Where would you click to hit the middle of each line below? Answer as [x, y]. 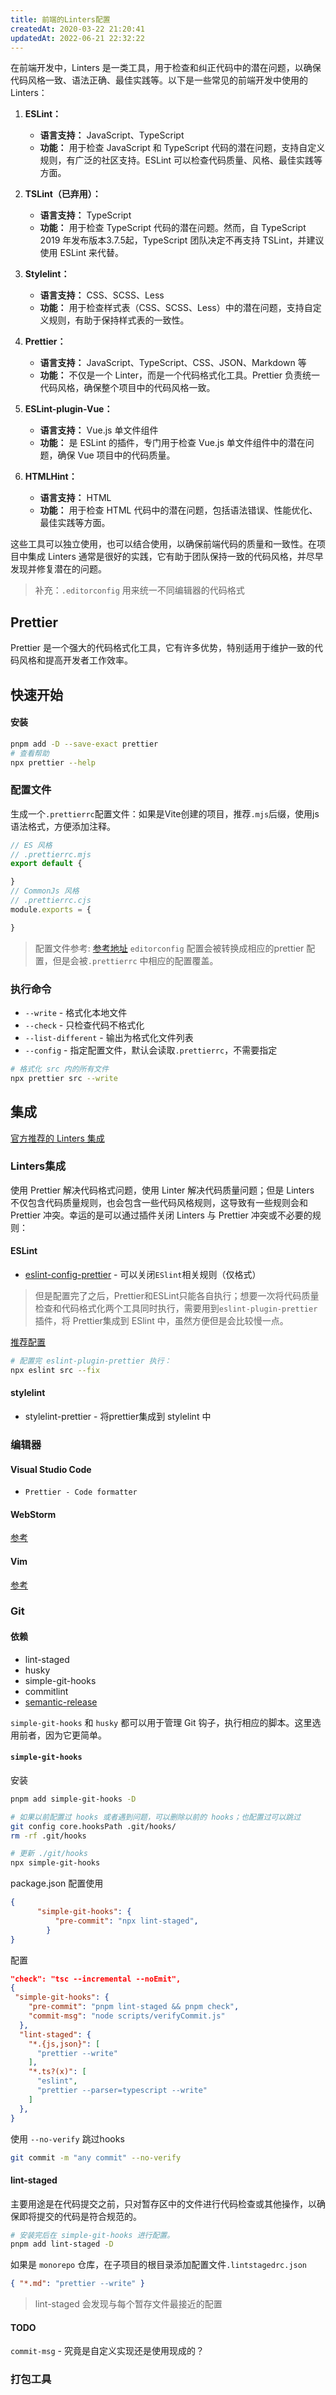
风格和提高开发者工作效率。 [75, 660]
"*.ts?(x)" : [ [57, 2072]
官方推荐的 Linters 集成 [57, 1138]
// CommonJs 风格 [45, 891]
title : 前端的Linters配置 [60, 19]
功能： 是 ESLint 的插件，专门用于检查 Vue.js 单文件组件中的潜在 [172, 443]
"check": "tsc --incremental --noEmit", [96, 1979]
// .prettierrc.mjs [51, 854]
